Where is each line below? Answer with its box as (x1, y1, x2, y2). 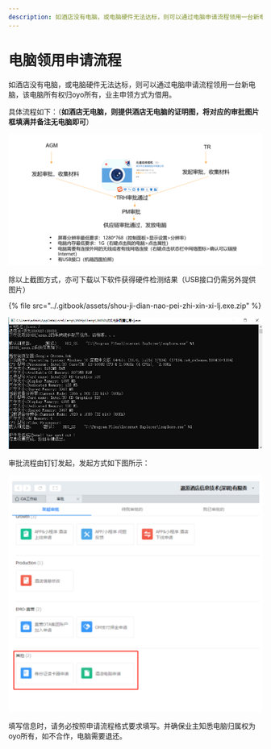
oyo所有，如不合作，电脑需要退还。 (8, 731, 127, 741)
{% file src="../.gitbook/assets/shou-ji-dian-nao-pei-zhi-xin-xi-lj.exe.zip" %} (8, 301, 262, 310)
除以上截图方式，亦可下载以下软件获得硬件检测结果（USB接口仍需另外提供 (8, 275, 256, 285)
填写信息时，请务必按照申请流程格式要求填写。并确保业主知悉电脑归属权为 (8, 722, 256, 731)
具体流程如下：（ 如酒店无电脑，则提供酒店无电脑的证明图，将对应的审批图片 (8, 106, 260, 116)
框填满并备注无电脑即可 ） (8, 117, 94, 127)
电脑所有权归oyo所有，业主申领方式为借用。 (29, 89, 177, 99)
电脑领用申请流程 (8, 51, 123, 69)
